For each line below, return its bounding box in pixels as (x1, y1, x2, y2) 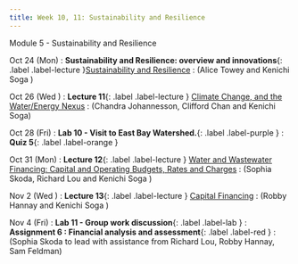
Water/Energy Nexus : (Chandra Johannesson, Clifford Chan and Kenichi (9, 100, 277, 111)
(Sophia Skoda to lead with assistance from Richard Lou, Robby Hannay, (9, 235, 275, 246)
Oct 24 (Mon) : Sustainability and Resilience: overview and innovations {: (9, 54, 283, 65)
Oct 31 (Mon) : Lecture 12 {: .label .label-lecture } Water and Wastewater (9, 153, 273, 165)
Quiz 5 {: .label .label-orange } (9, 136, 119, 147)
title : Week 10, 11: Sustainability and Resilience (9, 12, 205, 22)
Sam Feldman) (9, 245, 62, 256)
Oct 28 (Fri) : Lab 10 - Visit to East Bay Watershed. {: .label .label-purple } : (9, 127, 284, 138)
